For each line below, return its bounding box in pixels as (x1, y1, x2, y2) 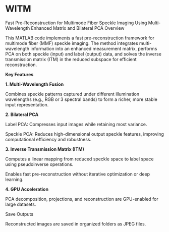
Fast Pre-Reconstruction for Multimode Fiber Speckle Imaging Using (5, 20, 147, 26)
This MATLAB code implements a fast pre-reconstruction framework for (5, 35, 155, 41)
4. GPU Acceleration (5, 186, 49, 192)
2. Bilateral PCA (5, 111, 39, 118)
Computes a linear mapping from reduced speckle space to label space (5, 156, 154, 162)
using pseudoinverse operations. (5, 161, 74, 167)
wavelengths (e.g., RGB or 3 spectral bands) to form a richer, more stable (5, 96, 157, 102)
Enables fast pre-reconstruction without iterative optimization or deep (5, 171, 150, 177)
